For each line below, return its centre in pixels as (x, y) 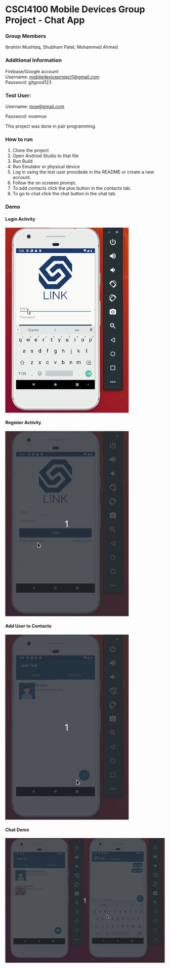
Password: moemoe (26, 116)
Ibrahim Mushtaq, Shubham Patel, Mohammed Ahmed (61, 47)
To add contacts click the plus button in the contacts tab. (72, 188)
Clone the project (31, 151)
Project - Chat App (45, 20)
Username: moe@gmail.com (35, 107)
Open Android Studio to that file (46, 156)
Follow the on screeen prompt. (45, 183)
